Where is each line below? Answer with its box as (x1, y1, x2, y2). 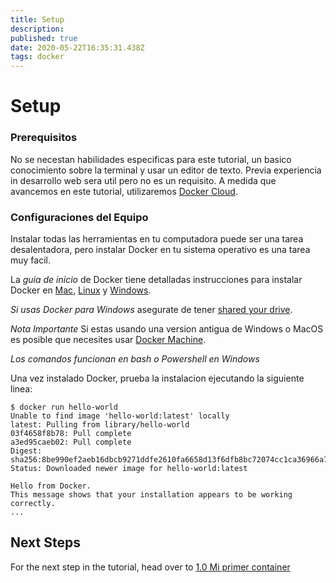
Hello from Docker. (10, 481, 92, 491)
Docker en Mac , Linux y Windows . (10, 284, 152, 296)
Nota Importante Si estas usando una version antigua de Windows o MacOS (10, 322, 324, 335)
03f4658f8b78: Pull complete (10, 428, 132, 438)
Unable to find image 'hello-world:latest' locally (10, 411, 230, 421)
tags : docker (10, 52, 65, 62)
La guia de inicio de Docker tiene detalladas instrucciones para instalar (10, 273, 303, 285)
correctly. (10, 498, 56, 508)
